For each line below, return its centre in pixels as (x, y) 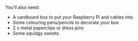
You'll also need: (23, 7)
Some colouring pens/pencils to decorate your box (66, 23)
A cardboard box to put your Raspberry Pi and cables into (73, 17)
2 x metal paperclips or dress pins (48, 28)
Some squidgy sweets (36, 33)
